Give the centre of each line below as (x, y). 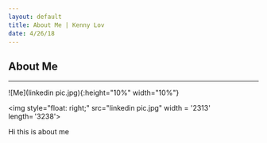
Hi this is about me (39, 132)
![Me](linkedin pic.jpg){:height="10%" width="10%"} (94, 93)
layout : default (35, 17)
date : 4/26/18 (32, 33)
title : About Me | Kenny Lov (56, 25)
